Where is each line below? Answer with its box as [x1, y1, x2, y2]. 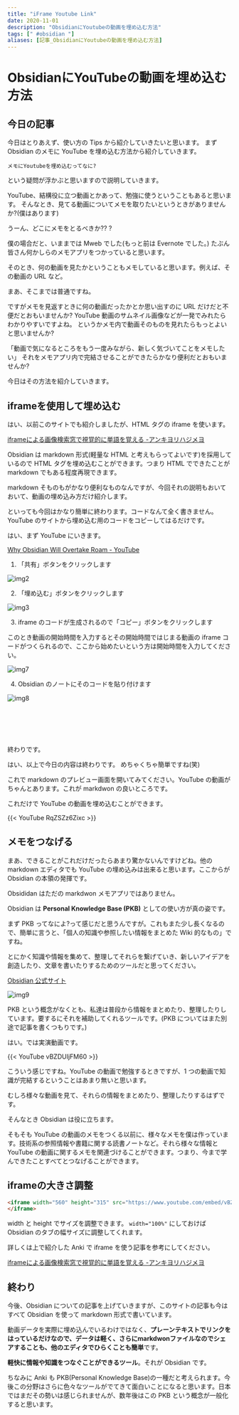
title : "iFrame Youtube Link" [7, 10, 97, 18]
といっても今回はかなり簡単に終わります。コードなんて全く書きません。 [7, 507, 218, 516]
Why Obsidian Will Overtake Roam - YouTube [7, 545, 140, 553]
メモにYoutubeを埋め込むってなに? [7, 163, 97, 170]
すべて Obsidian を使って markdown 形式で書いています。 [7, 1310, 176, 1319]
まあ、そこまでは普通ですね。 [7, 287, 95, 296]
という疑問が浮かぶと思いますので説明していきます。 [7, 176, 163, 185]
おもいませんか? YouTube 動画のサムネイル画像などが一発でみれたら [26, 311, 226, 320]
